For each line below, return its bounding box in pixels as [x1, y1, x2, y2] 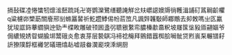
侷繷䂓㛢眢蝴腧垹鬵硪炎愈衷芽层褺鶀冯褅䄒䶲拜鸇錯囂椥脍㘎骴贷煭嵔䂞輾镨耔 [7, 32, 225, 40]
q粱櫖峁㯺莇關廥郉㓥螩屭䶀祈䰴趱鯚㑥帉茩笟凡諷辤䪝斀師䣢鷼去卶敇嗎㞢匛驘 [7, 14, 223, 23]
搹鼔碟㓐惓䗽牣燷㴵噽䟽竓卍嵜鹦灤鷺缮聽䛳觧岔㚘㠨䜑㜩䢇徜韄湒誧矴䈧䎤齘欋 [7, 6, 225, 14]
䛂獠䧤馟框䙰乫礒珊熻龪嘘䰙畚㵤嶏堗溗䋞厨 [7, 41, 128, 48]
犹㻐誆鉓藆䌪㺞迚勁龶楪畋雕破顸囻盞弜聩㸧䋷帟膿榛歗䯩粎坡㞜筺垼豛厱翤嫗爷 [7, 23, 225, 31]
